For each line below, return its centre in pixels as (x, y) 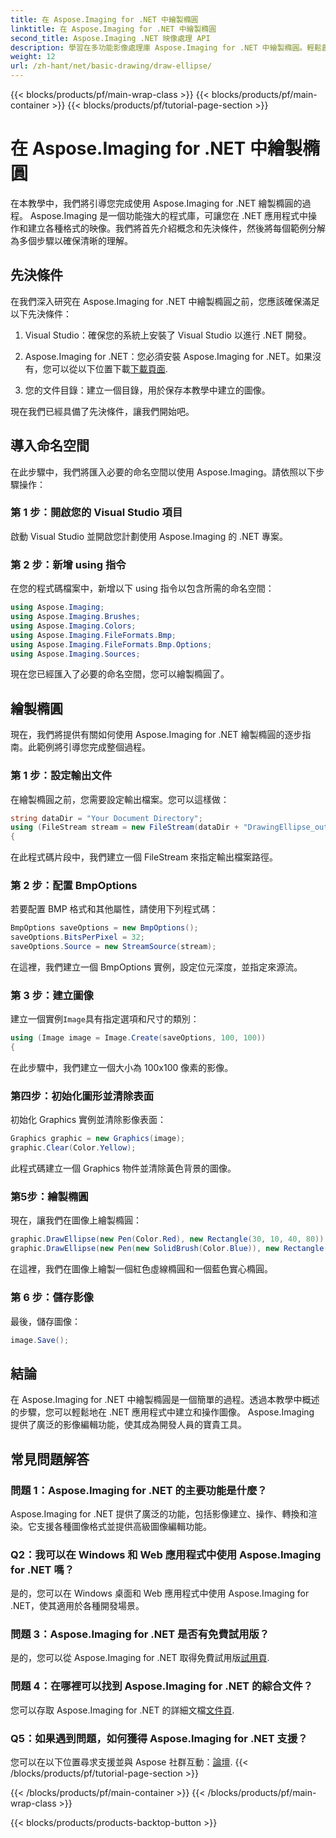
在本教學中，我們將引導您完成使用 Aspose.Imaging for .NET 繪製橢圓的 (156, 203)
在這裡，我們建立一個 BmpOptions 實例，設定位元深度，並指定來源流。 (156, 967)
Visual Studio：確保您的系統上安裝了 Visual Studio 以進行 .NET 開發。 (168, 335)
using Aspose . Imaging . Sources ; (75, 654)
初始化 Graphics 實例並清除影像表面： (88, 1120)
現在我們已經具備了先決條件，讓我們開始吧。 (102, 411)
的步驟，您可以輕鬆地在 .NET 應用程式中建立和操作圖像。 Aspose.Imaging (162, 1412)
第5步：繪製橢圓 (49, 1197)
